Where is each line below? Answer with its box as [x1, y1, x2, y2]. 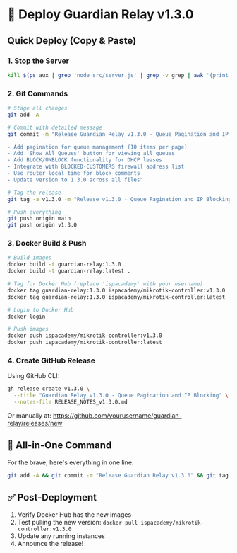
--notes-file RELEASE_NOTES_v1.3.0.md [13, 399, 128, 406]
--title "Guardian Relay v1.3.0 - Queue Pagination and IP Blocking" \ [13, 392, 229, 399]
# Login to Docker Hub [7, 306, 74, 314]
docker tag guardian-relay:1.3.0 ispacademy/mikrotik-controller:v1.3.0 [7, 287, 226, 294]
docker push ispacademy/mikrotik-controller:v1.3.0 [7, 332, 162, 339]
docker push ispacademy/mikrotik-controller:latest [7, 339, 162, 346]
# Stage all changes [7, 105, 68, 112]
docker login [7, 313, 46, 320]
